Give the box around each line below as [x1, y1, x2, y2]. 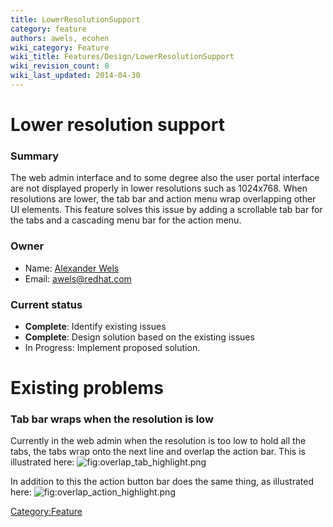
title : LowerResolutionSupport [10, 14, 141, 25]
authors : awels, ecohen [10, 33, 110, 43]
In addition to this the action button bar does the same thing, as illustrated [10, 476, 314, 488]
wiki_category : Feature [10, 42, 110, 53]
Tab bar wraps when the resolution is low [10, 412, 214, 426]
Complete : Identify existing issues [24, 320, 167, 332]
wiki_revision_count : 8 [10, 61, 110, 71]
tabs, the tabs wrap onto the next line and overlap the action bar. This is [10, 446, 306, 458]
